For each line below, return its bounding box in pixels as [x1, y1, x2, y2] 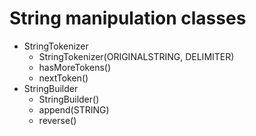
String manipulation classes [9, 7, 247, 30]
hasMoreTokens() [38, 61, 112, 73]
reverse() [38, 114, 77, 126]
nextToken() [38, 72, 89, 84]
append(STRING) [38, 103, 110, 116]
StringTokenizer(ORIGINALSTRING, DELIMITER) [38, 50, 235, 62]
